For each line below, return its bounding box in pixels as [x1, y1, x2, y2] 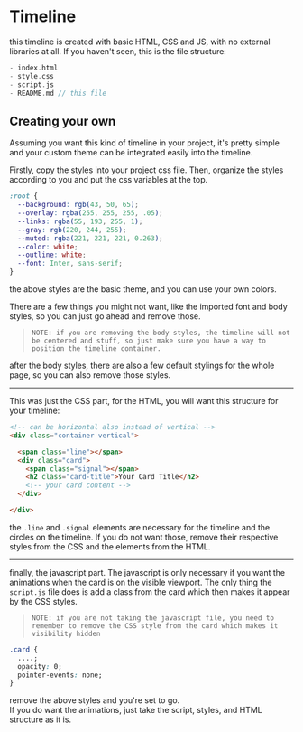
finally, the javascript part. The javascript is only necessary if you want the [9, 567, 286, 577]
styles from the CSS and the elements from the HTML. [9, 540, 211, 552]
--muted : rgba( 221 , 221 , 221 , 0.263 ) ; [17, 233, 164, 243]
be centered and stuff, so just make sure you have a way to [31, 336, 267, 345]
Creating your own [9, 113, 116, 128]
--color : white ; [17, 242, 78, 251]
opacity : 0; [17, 662, 63, 671]
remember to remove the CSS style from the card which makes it [31, 621, 279, 630]
